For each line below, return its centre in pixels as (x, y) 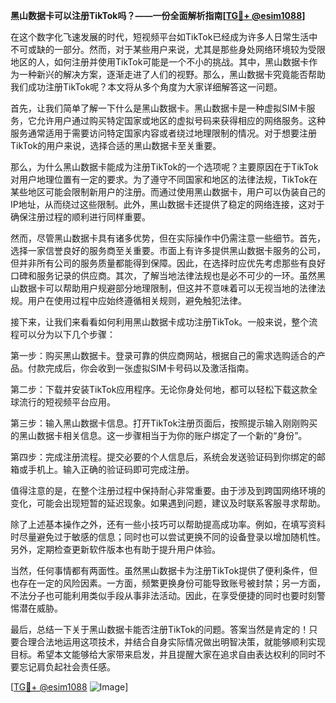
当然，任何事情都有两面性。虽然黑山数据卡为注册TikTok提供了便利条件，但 (164, 570)
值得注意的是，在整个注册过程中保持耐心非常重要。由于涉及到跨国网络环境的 (168, 490)
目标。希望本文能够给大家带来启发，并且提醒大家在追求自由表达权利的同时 (163, 654)
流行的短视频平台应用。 (67, 402)
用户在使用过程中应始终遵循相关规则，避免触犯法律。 (137, 300)
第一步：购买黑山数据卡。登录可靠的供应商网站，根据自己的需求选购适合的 (163, 355)
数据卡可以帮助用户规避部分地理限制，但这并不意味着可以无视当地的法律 (167, 288)
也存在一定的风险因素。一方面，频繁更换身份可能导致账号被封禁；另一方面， (168, 583)
